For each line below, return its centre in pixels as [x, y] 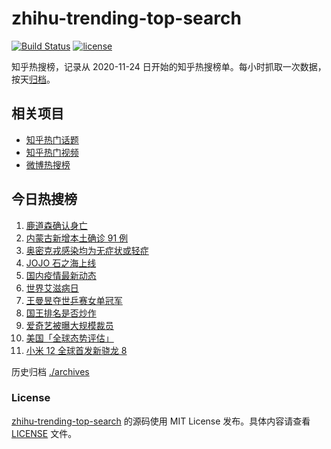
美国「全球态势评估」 [69, 338]
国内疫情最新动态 [61, 275]
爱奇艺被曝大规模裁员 [69, 325]
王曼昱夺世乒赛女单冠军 [74, 300]
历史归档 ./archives [50, 371]
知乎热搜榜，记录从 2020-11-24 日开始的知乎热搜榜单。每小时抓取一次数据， [169, 66]
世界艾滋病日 [52, 288]
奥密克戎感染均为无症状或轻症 [87, 250]
